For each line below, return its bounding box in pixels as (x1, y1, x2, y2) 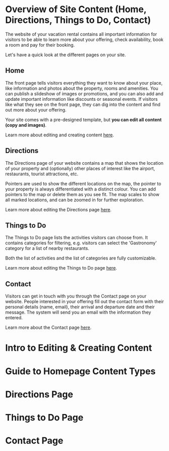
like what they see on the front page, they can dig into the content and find (5, 101, 160, 107)
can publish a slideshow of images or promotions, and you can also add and (5, 90, 163, 97)
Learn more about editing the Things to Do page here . (5, 265, 118, 271)
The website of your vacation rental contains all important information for (5, 31, 157, 37)
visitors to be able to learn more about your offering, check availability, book (5, 36, 164, 43)
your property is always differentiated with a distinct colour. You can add (5, 186, 156, 192)
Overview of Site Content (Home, (5, 4, 147, 15)
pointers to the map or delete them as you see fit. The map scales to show (5, 191, 160, 197)
